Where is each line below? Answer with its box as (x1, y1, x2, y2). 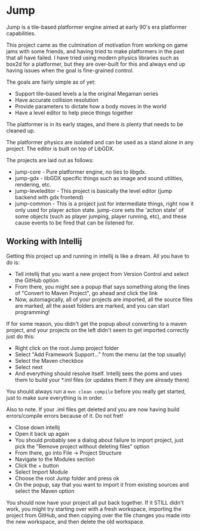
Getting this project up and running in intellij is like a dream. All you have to (6, 252, 190, 259)
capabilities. (6, 29, 36, 37)
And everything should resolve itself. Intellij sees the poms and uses (14, 369, 182, 377)
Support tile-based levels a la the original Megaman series (14, 90, 159, 97)
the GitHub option (14, 277, 59, 284)
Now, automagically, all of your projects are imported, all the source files (14, 296, 193, 303)
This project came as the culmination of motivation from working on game (6, 41, 188, 48)
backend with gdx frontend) (14, 193, 84, 201)
